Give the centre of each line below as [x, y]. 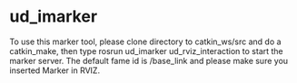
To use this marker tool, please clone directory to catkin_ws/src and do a [145, 41]
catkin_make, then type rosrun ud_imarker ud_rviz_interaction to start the [146, 51]
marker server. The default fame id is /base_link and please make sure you [149, 60]
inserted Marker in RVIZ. [55, 70]
